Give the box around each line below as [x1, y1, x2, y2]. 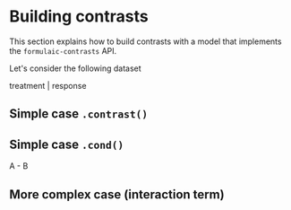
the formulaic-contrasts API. [9, 45, 117, 56]
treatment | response [9, 80, 87, 91]
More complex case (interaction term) [9, 187, 226, 202]
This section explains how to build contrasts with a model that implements [9, 36, 282, 47]
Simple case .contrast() [9, 106, 149, 122]
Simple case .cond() [9, 136, 124, 152]
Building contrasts [9, 6, 150, 27]
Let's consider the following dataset [9, 63, 141, 74]
